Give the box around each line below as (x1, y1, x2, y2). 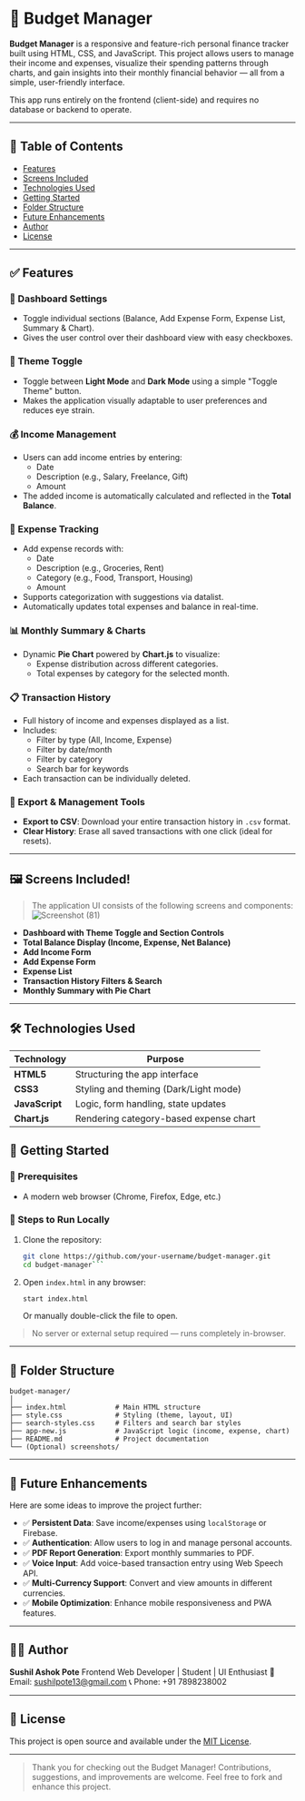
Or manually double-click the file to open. (22, 1311, 179, 1322)
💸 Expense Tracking (9, 522, 100, 535)
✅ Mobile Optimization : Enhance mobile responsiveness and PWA (22, 1598, 272, 1609)
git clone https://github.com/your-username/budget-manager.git (22, 1252, 271, 1261)
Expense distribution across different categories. (35, 658, 219, 669)
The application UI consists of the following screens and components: (31, 900, 293, 911)
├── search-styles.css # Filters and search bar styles (9, 1419, 242, 1428)
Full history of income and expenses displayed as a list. (22, 714, 230, 725)
